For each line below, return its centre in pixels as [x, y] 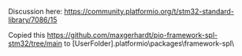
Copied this [27, 35]
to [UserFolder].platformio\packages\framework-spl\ [149, 43]
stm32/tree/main [35, 43]
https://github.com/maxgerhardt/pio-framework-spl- [132, 35]
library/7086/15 [33, 20]
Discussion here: [35, 11]
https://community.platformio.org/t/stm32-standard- [149, 11]
